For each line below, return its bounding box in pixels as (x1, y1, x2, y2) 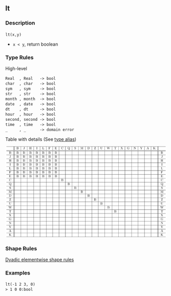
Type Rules (5, 54, 34, 61)
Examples (5, 269, 31, 277)
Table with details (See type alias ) (5, 136, 77, 142)
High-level (5, 65, 27, 71)
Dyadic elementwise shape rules (5, 257, 74, 263)
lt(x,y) (5, 32, 22, 37)
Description (5, 19, 35, 27)
